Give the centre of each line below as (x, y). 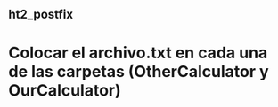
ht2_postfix (41, 15)
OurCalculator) (65, 90)
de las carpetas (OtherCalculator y (139, 71)
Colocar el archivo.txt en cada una (138, 53)
